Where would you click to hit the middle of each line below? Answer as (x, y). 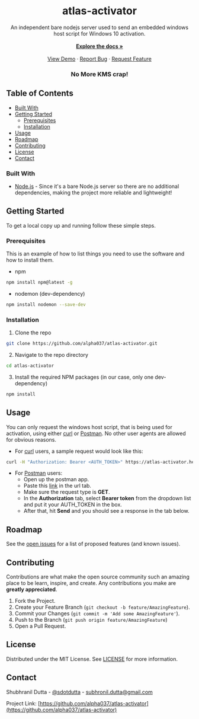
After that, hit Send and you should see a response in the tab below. (106, 511)
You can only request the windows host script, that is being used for (89, 427)
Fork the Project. (35, 601)
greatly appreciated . (32, 589)
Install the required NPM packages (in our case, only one (84, 377)
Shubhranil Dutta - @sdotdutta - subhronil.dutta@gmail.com (79, 692)
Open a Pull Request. (40, 626)
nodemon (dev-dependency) (50, 293)
